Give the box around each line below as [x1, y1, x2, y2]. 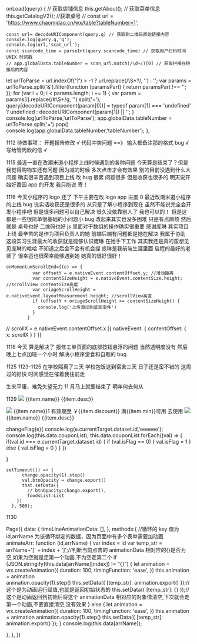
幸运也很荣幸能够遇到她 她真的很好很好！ [22, 252, 122, 259]
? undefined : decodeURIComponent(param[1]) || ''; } [6, 108, 134, 115]
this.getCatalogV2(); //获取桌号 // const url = [6, 12, 113, 19]
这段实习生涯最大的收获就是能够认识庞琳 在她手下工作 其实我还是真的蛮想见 [6, 237, 189, 244]
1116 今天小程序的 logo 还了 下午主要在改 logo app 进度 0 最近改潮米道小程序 [6, 193, 191, 200]
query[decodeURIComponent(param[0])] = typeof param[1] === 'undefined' [6, 102, 191, 109]
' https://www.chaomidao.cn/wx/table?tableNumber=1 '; [6, 19, 139, 26]
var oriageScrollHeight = [32, 287, 96, 293]
